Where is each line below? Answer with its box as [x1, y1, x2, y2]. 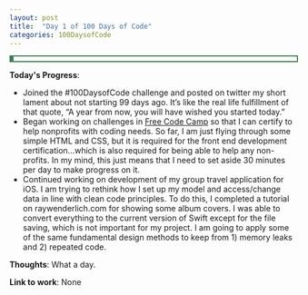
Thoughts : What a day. [9, 260, 96, 270]
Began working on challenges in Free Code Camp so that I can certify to [22, 116, 293, 127]
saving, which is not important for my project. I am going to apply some [22, 222, 290, 233]
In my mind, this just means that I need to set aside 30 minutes [51, 155, 286, 166]
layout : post [9, 13, 59, 23]
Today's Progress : [9, 70, 80, 81]
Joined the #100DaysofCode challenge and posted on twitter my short [22, 87, 286, 98]
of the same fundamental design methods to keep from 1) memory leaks [22, 232, 293, 243]
